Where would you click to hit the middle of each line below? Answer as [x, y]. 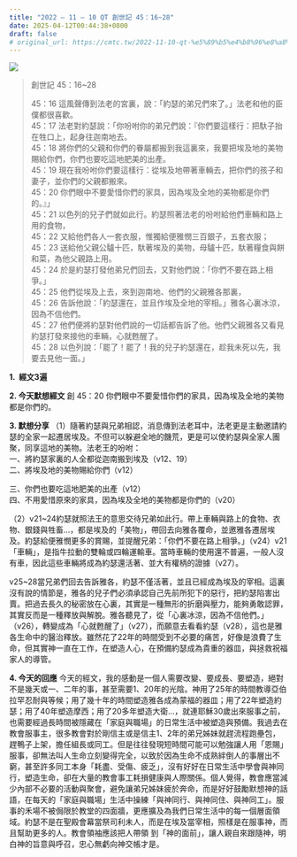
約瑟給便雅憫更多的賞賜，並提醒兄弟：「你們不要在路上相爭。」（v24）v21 [156, 541]
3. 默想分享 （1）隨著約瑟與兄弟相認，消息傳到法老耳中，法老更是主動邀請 [144, 426]
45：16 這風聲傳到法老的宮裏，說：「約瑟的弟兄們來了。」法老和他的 [153, 104]
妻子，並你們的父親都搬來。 [81, 181]
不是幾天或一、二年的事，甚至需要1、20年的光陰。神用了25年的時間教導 [140, 689]
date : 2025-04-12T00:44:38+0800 [69, 26]
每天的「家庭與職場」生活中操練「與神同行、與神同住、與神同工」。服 [158, 800]
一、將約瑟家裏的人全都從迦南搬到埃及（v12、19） [101, 459]
